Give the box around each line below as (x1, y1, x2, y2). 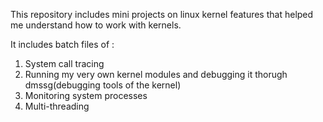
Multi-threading (24, 100, 90, 112)
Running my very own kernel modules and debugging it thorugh (24, 69, 288, 80)
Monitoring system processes (24, 90, 148, 101)
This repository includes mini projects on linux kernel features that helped (10, 9, 314, 20)
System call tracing (24, 58, 105, 69)
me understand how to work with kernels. (10, 19, 182, 31)
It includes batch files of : (10, 39, 115, 50)
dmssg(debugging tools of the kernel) (24, 79, 182, 91)
